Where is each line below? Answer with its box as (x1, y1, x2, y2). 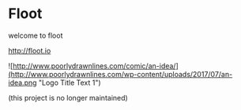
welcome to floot (8, 31, 63, 40)
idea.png (8, 78, 37, 87)
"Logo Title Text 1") (38, 78, 101, 87)
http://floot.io (8, 46, 51, 55)
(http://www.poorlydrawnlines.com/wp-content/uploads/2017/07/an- (8, 69, 233, 79)
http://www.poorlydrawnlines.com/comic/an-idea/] (13, 60, 179, 71)
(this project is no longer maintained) (8, 93, 128, 102)
